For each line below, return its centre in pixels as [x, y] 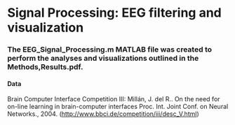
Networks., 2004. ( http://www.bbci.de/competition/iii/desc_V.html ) [103, 114]
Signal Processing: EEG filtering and [115, 13]
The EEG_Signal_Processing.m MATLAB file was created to [110, 50]
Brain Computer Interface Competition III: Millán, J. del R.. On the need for [114, 99]
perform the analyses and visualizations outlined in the [103, 59]
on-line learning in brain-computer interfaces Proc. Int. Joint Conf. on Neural [118, 107]
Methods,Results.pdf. [45, 67]
